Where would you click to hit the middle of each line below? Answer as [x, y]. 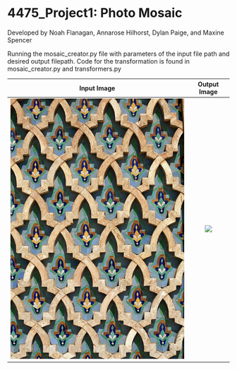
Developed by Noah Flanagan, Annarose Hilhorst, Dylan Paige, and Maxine [116, 32]
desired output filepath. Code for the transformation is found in [99, 61]
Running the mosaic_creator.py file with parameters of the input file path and [119, 54]
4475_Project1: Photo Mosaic [95, 13]
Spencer [20, 40]
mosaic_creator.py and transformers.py [65, 68]
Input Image [97, 88]
